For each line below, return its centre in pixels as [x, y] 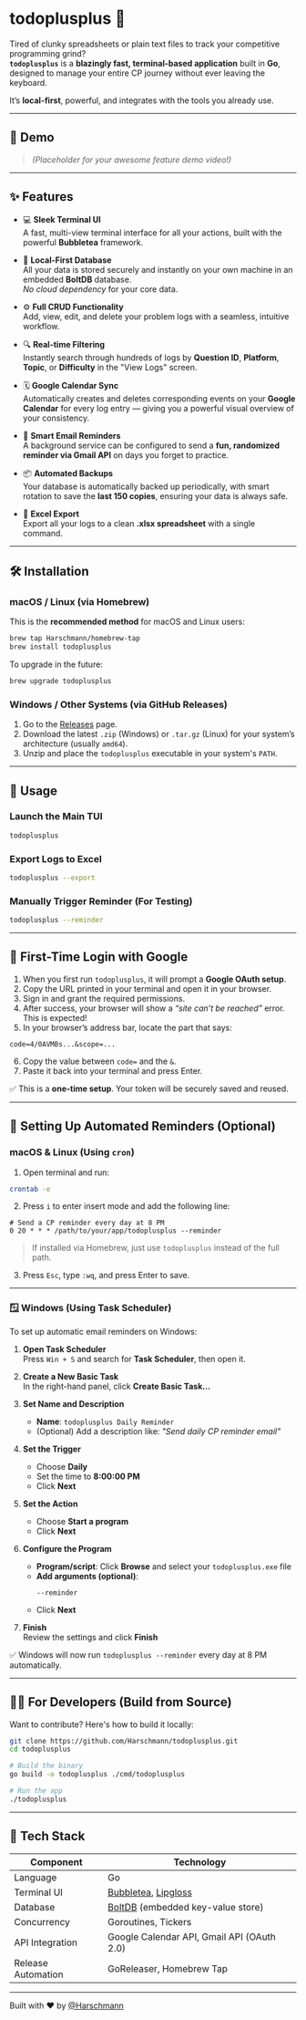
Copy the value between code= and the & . [99, 1061]
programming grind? [48, 53]
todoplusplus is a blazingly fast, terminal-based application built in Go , [145, 63]
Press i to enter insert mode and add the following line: [126, 1206]
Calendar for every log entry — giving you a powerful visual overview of [158, 408]
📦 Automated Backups [68, 473]
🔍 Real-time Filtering [64, 344]
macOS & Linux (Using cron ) [72, 1152]
